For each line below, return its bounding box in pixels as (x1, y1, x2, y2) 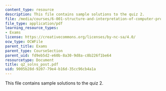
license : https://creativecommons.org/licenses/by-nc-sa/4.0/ (5, 35, 136, 40)
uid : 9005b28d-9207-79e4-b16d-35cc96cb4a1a (5, 67, 96, 72)
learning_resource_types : (5, 26, 58, 30)
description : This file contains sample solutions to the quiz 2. (5, 12, 145, 17)
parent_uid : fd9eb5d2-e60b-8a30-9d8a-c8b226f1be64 (5, 53, 112, 58)
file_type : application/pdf (5, 21, 63, 26)
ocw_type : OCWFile (5, 39, 43, 44)
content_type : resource (5, 7, 54, 12)
